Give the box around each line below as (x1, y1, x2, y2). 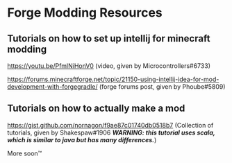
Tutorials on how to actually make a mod (7, 103, 185, 114)
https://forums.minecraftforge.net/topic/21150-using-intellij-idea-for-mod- (7, 75, 219, 83)
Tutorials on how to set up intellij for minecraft (7, 33, 210, 44)
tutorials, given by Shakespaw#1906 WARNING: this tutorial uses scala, (7, 128, 215, 137)
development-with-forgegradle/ (7, 83, 99, 91)
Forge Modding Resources (7, 5, 163, 21)
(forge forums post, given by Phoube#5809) (99, 83, 226, 91)
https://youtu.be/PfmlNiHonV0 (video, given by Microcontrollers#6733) (7, 62, 210, 70)
